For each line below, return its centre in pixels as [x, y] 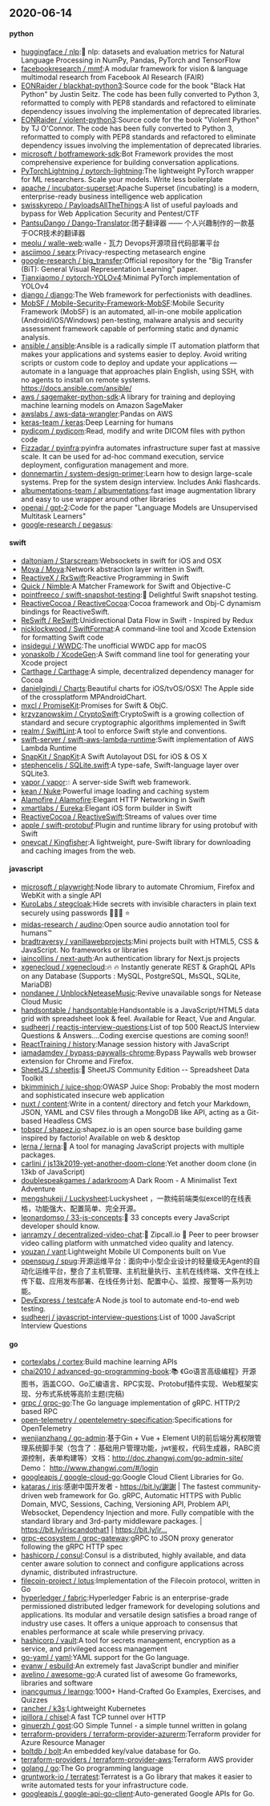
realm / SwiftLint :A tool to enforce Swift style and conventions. [124, 731]
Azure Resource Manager [63, 1743]
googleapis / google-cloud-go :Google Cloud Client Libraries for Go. [132, 1477]
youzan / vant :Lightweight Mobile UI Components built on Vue [123, 1251]
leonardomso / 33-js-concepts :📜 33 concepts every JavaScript [125, 1217]
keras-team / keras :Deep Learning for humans [97, 422]
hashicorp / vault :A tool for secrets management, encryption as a [128, 1640]
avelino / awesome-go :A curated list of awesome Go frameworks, [129, 1675]
